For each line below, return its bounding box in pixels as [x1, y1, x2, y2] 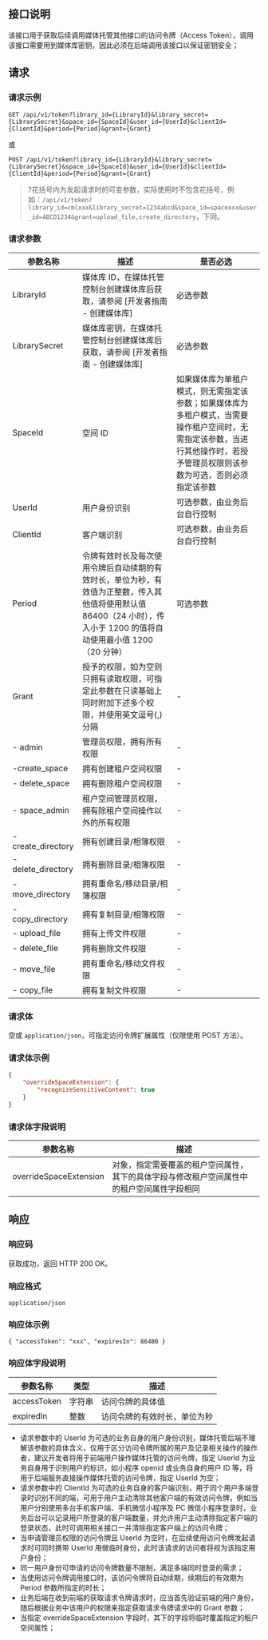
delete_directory [12, 863, 73, 874]
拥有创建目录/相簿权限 [82, 836, 166, 847]
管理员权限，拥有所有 [82, 736, 163, 747]
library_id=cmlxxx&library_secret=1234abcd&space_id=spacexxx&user [27, 203, 257, 212]
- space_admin [12, 804, 69, 815]
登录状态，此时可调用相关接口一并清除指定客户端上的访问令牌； [19, 1523, 230, 1532]
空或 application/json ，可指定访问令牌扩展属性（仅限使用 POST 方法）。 [8, 1030, 247, 1041]
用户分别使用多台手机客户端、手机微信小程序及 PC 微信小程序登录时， [19, 1503, 250, 1512]
